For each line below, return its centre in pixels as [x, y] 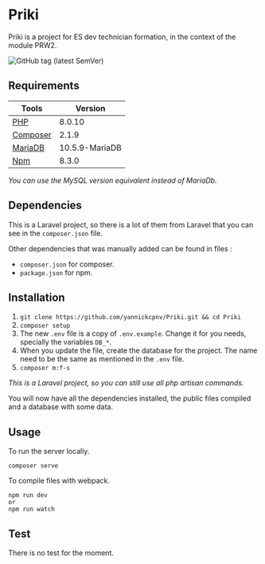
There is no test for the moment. [61, 553]
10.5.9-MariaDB [90, 148]
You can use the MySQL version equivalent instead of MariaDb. [113, 180]
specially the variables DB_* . [66, 342]
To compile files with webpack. [59, 481]
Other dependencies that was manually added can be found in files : [120, 248]
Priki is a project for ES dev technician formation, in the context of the [122, 37]
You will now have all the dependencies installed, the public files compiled [130, 398]
